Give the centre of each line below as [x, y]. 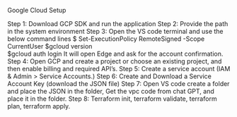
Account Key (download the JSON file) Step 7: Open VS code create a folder [118, 84]
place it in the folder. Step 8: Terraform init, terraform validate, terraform [112, 99]
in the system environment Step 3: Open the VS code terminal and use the [116, 31]
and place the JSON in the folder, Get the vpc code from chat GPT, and [111, 91]
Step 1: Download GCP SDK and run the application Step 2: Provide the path [118, 24]
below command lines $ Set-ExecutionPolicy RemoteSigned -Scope [106, 39]
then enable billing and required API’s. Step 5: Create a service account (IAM [119, 69]
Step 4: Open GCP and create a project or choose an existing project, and [115, 61]
